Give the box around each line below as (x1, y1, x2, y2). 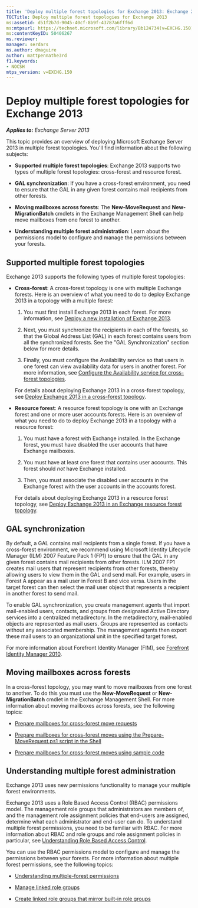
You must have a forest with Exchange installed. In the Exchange (23, 435, 181, 442)
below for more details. (23, 345, 80, 352)
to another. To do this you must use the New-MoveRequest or (6, 689, 157, 697)
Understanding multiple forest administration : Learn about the (14, 228, 170, 235)
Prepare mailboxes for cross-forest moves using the (14, 731, 141, 738)
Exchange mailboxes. (23, 447, 75, 454)
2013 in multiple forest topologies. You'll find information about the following (6, 144, 192, 151)
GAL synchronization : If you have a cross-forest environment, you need (14, 180, 190, 187)
